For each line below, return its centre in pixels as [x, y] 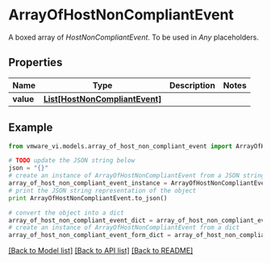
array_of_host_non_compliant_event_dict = [81, 220]
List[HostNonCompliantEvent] [102, 98]
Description [192, 85]
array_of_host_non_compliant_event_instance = [88, 183]
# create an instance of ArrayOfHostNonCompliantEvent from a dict [124, 228]
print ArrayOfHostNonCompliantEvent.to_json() [88, 198]
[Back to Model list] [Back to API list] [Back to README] [101, 251]
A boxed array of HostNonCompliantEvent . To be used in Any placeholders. [134, 37]
